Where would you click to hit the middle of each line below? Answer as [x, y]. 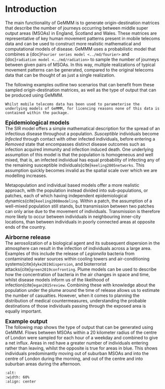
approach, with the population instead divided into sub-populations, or [77, 190]
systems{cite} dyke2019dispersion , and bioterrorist [56, 264]
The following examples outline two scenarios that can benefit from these [80, 84]
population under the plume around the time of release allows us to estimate [82, 290]
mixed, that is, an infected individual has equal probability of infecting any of [82, 160]
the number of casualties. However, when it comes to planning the [72, 295]
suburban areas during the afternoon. [43, 364]
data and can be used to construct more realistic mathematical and [73, 43]
